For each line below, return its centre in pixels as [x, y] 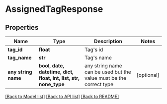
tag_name [20, 58]
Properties [22, 27]
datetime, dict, [56, 72]
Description [108, 41]
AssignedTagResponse [54, 9]
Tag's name [98, 58]
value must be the [105, 78]
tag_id [15, 50]
